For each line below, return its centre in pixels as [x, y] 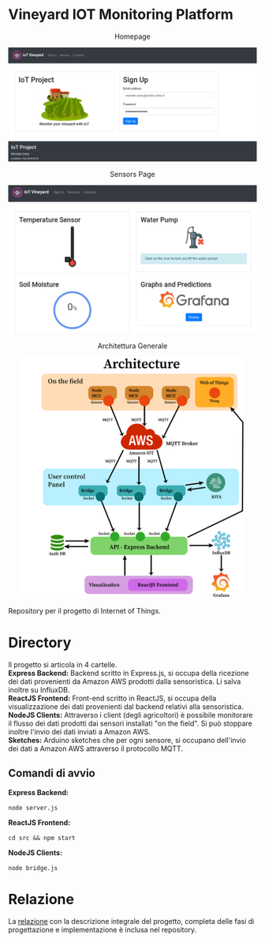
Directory [40, 643]
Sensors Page [132, 174]
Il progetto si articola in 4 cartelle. [63, 665]
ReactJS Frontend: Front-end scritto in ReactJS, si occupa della [112, 698]
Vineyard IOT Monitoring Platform [121, 15]
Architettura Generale [132, 346]
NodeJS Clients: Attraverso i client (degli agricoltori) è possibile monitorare [131, 715]
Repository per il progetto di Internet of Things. [85, 611]
